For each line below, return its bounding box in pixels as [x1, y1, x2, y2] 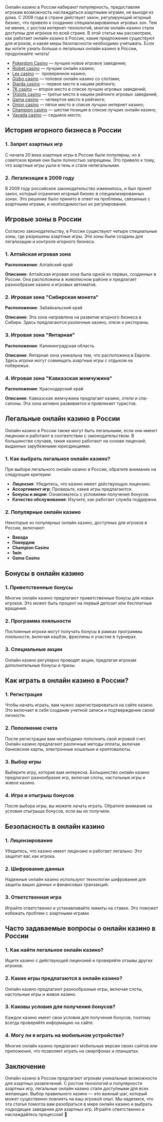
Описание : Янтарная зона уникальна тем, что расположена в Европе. [5, 352, 151, 358]
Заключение [5, 1062, 46, 1070]
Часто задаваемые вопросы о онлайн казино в [5, 924, 156, 932]
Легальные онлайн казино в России [5, 415, 120, 423]
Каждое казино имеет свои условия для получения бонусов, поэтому [5, 1014, 151, 1020]
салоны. [5, 400, 22, 406]
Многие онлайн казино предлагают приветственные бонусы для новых [5, 595, 154, 601]
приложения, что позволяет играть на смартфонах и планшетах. [5, 1048, 140, 1054]
